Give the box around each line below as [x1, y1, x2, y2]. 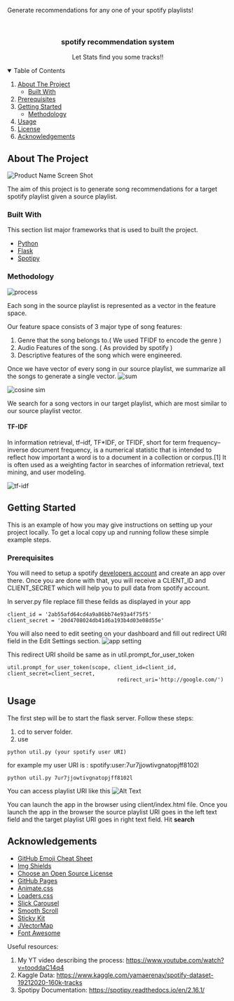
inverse [7, 445, 29, 454]
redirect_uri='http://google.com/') [116, 676, 224, 683]
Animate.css [17, 884, 54, 892]
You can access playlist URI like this [7, 786, 111, 795]
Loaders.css [17, 891, 54, 900]
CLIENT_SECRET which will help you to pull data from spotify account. [7, 584, 210, 592]
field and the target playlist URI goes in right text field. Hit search [7, 815, 195, 824]
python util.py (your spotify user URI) [7, 748, 128, 755]
